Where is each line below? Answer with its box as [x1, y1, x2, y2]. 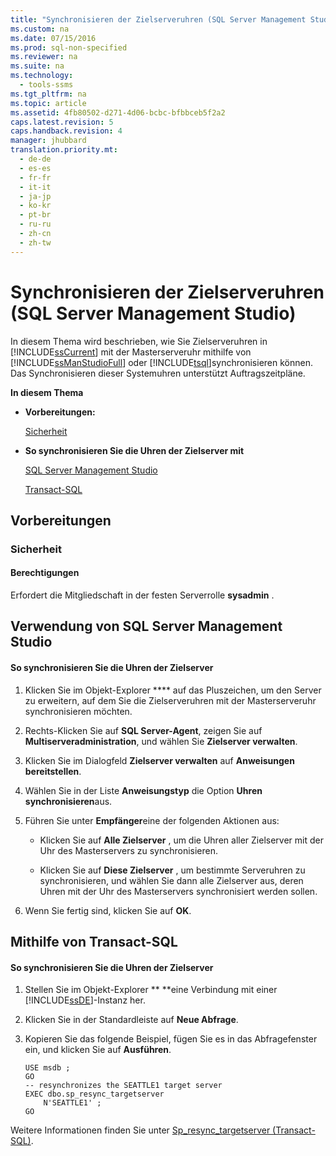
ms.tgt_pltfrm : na [10, 89, 87, 99]
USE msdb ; [24, 1063, 71, 1073]
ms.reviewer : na [10, 52, 78, 62]
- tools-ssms [19, 80, 74, 90]
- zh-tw [19, 237, 52, 248]
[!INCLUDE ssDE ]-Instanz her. [24, 994, 146, 1006]
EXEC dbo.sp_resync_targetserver [24, 1089, 165, 1100]
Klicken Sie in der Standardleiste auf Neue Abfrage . [24, 1014, 239, 1026]
